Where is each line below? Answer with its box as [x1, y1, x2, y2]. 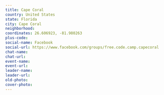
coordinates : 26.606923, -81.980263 [5, 31, 82, 36]
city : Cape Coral [5, 21, 42, 27]
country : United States [5, 12, 56, 17]
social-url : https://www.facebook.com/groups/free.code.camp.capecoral [5, 45, 159, 50]
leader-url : [5, 73, 30, 78]
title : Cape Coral [5, 7, 44, 13]
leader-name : [5, 68, 33, 73]
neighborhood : [5, 26, 35, 31]
